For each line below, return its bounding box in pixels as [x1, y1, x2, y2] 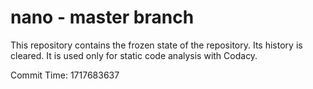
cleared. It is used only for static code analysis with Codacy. [10, 49, 258, 61]
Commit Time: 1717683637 [10, 69, 120, 81]
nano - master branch [10, 6, 195, 29]
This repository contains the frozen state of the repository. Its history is [10, 39, 303, 51]
